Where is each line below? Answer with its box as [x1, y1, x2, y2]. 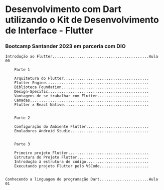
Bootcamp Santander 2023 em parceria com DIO [5, 43, 126, 50]
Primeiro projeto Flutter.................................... [14, 150, 149, 156]
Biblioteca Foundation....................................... [14, 85, 149, 90]
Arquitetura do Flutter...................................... [14, 76, 149, 81]
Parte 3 [14, 142, 30, 147]
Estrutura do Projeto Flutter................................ [14, 155, 149, 160]
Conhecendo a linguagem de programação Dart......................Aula [5, 177, 158, 182]
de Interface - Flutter [5, 25, 94, 36]
